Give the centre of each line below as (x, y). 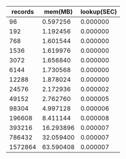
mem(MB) (58, 12)
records (23, 12)
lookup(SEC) (98, 12)
